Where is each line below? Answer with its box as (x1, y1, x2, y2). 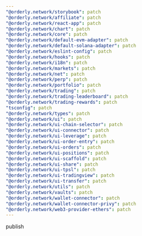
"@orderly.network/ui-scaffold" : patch (5, 155, 107, 161)
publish (5, 223, 24, 231)
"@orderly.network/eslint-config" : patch (5, 49, 112, 55)
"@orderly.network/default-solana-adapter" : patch (5, 43, 137, 49)
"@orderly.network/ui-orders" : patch (5, 144, 101, 150)
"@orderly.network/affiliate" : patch (5, 15, 101, 21)
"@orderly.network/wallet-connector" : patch (5, 195, 120, 201)
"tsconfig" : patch (5, 104, 52, 111)
